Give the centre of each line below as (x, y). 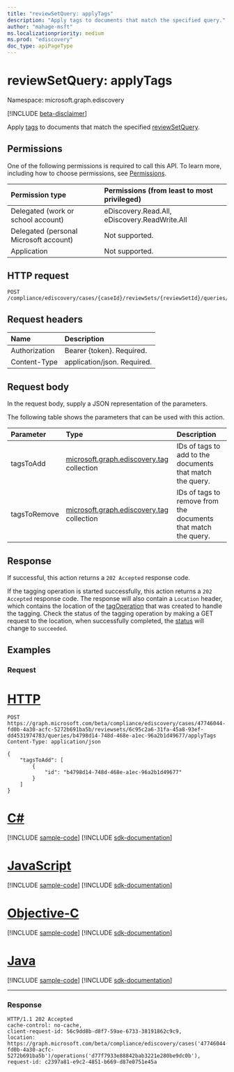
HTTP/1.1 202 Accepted (40, 1020)
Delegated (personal (44, 231)
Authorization (33, 351)
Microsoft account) (42, 239)
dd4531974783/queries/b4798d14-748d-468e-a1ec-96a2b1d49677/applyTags (112, 736)
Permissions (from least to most (159, 191)
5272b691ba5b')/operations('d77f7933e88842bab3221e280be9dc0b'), (104, 1056)
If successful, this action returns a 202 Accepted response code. (99, 578)
